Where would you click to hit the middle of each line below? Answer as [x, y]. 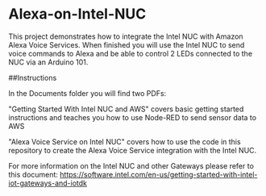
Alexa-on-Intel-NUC [77, 14]
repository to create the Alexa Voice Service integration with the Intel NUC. [133, 150]
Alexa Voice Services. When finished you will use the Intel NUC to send [127, 44]
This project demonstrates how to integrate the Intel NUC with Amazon [126, 36]
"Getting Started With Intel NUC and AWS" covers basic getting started [126, 109]
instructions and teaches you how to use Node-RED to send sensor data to [132, 117]
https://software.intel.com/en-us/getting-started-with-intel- [159, 174]
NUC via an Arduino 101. [48, 62]
